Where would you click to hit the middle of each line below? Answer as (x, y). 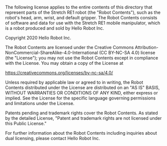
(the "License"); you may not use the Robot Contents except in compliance (82, 58)
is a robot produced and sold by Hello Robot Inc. (55, 28)
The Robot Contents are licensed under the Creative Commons (70, 47)
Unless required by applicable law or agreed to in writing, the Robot (74, 82)
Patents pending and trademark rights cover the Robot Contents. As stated (82, 113)
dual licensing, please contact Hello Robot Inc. (53, 138)
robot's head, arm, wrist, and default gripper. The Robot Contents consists (81, 18)
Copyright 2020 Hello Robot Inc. (38, 38)
